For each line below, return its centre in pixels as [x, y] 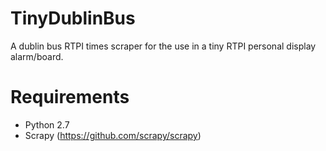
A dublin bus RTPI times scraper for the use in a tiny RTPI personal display [163, 46]
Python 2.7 [47, 124]
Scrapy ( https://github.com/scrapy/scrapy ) [113, 135]
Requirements [70, 97]
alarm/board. [37, 56]
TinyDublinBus [73, 18]
